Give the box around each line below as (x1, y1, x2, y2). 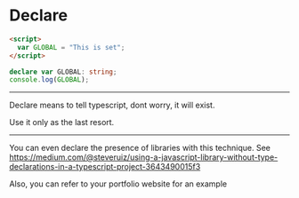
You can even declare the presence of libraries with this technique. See (9, 143, 271, 154)
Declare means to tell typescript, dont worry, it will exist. (9, 99, 215, 111)
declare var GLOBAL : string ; (9, 67, 117, 76)
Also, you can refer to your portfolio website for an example (9, 178, 228, 189)
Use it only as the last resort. (9, 117, 115, 128)
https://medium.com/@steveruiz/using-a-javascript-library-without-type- (9, 152, 279, 162)
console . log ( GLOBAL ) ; (9, 75, 90, 84)
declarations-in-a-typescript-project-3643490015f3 (9, 162, 201, 172)
